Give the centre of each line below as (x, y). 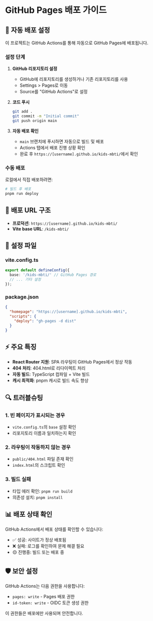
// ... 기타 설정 (25, 280)
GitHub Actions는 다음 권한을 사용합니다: (45, 586)
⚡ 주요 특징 (21, 347)
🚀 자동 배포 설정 (28, 30)
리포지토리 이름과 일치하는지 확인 (44, 433)
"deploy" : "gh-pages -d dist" (45, 321)
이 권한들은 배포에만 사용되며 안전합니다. (44, 614)
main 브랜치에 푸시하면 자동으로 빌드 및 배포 (62, 141)
